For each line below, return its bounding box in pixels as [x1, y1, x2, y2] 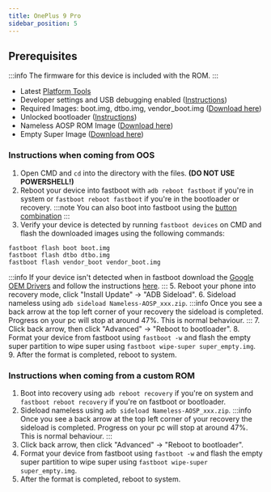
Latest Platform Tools [19, 87, 91, 96]
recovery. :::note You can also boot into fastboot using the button [19, 202, 237, 212]
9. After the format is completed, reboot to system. [8, 350, 177, 359]
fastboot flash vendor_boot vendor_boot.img [8, 258, 161, 266]
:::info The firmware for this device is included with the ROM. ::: [8, 70, 219, 81]
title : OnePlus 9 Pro [8, 11, 82, 20]
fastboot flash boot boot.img [8, 244, 111, 252]
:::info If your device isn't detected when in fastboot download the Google [8, 272, 254, 282]
